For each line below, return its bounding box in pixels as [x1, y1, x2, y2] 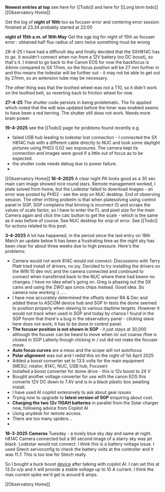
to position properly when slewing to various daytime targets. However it [12, 305, 160, 311]
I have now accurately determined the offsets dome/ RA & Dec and [12, 295, 148, 300]
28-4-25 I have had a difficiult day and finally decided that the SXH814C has [5, 49, 160, 54]
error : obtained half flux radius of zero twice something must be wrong [5, 39, 150, 45]
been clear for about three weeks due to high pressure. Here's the [5, 243, 139, 249]
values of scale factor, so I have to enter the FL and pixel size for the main [5, 207, 155, 213]
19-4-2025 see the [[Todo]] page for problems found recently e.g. [5, 125, 140, 131]
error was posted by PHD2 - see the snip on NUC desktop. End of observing [5, 192, 160, 197]
